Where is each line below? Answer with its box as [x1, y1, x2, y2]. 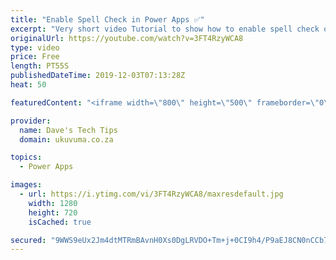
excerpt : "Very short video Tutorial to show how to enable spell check [10, 24, 320, 34]
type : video [10, 42, 60, 53]
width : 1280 [28, 198, 78, 208]
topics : [10, 152, 43, 163]
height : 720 [28, 207, 78, 218]
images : [10, 180, 43, 190]
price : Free [10, 52, 60, 62]
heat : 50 [10, 80, 47, 90]
